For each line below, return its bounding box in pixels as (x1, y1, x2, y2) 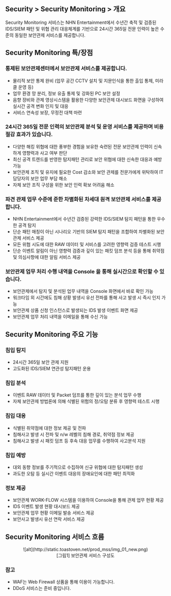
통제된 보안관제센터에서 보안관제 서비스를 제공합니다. (5, 65, 127, 72)
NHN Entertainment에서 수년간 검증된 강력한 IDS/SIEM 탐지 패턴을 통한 (12, 216, 156, 222)
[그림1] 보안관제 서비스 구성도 (56, 552, 115, 559)
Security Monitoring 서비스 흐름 (5, 532, 104, 541)
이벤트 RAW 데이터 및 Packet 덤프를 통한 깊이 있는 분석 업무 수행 (12, 392, 141, 398)
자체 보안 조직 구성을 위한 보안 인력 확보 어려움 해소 (12, 181, 115, 187)
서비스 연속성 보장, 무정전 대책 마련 (12, 109, 82, 116)
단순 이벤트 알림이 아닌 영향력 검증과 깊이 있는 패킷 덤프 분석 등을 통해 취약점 (12, 248, 165, 254)
